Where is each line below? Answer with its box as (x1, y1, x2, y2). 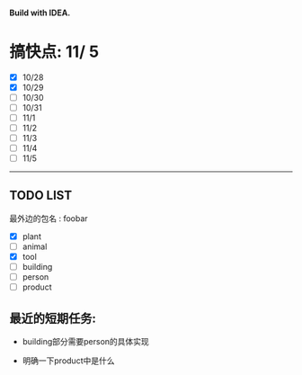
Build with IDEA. (9, 7, 71, 18)
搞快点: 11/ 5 (9, 41, 100, 62)
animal (22, 241, 48, 252)
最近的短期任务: (9, 310, 97, 326)
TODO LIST (9, 188, 73, 203)
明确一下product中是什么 (22, 355, 115, 366)
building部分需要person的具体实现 (22, 336, 150, 347)
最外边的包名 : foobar (9, 212, 88, 224)
